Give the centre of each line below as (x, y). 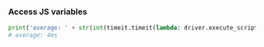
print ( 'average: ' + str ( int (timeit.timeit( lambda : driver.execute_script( (135, 28)
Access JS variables (48, 12)
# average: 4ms (33, 35)
